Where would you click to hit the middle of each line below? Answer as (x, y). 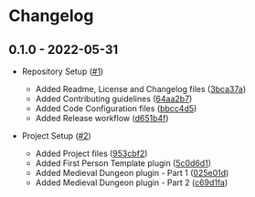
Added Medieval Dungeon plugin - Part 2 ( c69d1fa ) (132, 182)
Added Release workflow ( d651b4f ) (102, 118)
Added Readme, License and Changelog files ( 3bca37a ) (141, 89)
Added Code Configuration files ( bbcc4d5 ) (116, 109)
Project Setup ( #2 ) (57, 136)
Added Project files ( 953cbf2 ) (91, 153)
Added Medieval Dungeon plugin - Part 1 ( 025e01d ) (132, 173)
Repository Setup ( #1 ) (63, 71)
